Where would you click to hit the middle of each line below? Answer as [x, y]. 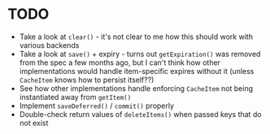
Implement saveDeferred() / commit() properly [97, 106]
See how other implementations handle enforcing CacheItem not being [136, 88]
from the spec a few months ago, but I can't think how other [120, 63]
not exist [34, 123]
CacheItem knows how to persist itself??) [87, 80]
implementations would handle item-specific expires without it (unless [137, 71]
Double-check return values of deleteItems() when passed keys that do [140, 114]
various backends [49, 45]
